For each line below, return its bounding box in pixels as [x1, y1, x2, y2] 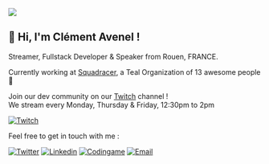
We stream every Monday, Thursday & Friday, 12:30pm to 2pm [8, 100, 215, 109]
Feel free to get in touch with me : [8, 131, 120, 141]
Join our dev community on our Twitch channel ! [8, 91, 169, 100]
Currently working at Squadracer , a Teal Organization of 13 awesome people [8, 67, 261, 76]
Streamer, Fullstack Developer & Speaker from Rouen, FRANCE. [8, 51, 218, 61]
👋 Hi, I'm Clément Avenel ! [8, 31, 141, 44]
